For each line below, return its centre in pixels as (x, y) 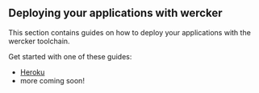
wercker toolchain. (39, 41)
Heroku (32, 72)
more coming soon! (52, 80)
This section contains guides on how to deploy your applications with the (130, 32)
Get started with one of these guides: (70, 56)
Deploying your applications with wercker (115, 13)
